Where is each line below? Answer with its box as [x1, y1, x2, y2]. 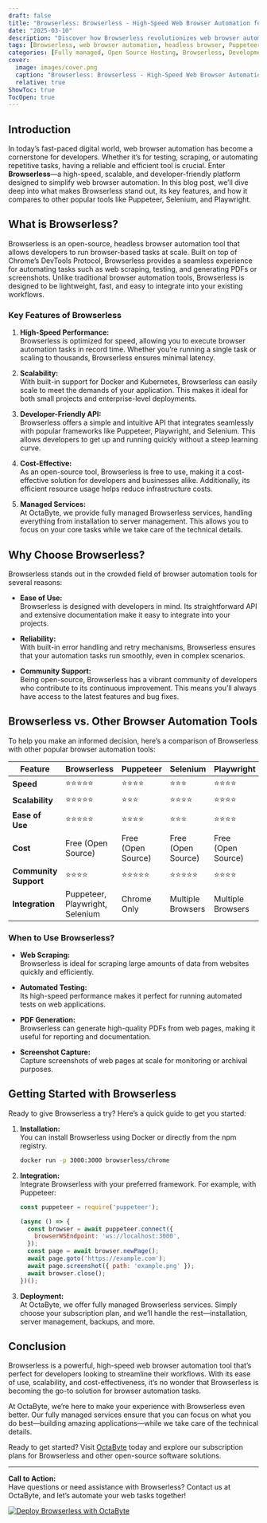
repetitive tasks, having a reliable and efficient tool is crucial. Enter [8, 161, 226, 171]
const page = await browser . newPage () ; [27, 1247, 160, 1255]
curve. [19, 443, 41, 453]
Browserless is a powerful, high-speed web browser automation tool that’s [8, 1360, 252, 1371]
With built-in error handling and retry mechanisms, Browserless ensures [19, 642, 256, 652]
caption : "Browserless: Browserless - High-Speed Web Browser [15, 71, 226, 79]
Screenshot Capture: [19, 1047, 91, 1057]
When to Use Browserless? [8, 932, 115, 943]
